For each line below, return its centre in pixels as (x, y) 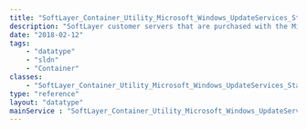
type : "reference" (44, 94)
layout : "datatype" (47, 102)
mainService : (37, 111)
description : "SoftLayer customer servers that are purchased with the (148, 26)
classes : (26, 77)
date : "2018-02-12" (47, 35)
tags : (20, 43)
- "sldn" (42, 60)
